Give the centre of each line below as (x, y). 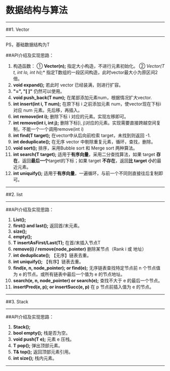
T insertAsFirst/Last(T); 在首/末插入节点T (57, 242)
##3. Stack (17, 301)
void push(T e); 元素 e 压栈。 (44, 339)
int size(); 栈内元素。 (35, 358)
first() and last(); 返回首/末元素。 (48, 226)
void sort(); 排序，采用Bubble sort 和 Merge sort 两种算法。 (75, 148)
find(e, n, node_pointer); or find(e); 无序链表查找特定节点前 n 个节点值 (87, 268)
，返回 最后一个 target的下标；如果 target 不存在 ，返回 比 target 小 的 (87, 161)
